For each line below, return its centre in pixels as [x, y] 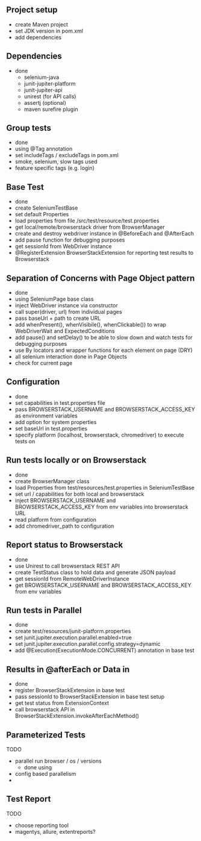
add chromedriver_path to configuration [64, 526]
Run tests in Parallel [44, 610]
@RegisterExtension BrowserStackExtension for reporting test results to [104, 253]
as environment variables [46, 416]
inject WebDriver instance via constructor [66, 305]
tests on [25, 441]
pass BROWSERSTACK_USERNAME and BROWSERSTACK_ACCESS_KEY [105, 409]
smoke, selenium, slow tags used [56, 161]
